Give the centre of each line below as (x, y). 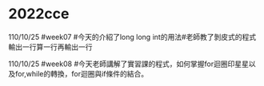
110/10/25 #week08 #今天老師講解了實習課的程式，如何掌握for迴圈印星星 (129, 64)
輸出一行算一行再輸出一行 (50, 47)
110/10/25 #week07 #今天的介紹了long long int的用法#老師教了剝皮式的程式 (132, 37)
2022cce (39, 14)
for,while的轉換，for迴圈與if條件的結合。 (82, 73)
